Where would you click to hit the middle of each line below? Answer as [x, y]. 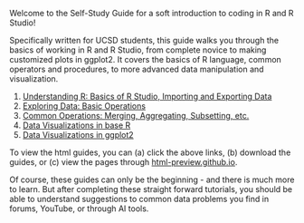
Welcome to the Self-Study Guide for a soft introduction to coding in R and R [152, 13]
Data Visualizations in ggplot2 [78, 135]
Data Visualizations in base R [76, 125]
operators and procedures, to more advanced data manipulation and [137, 69]
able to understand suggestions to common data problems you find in [139, 199]
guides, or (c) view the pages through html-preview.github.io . [123, 162]
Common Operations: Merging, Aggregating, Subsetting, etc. [136, 116]
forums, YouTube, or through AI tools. [79, 208]
